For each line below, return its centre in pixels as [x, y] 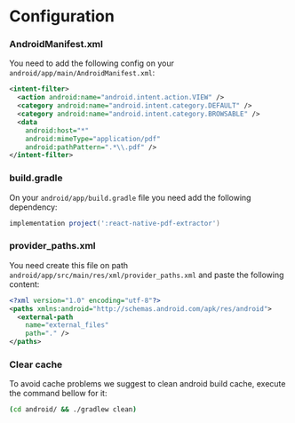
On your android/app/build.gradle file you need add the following [130, 197]
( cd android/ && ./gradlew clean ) [73, 410]
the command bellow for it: [58, 394]
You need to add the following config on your [92, 63]
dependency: [33, 207]
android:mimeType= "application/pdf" [93, 139]
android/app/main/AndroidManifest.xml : [82, 73]
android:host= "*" [57, 131]
